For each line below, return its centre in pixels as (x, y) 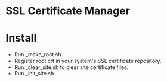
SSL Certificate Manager (68, 11)
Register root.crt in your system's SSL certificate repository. (88, 61)
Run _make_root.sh (38, 55)
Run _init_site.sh (34, 74)
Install (21, 38)
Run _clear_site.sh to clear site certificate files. (71, 67)
